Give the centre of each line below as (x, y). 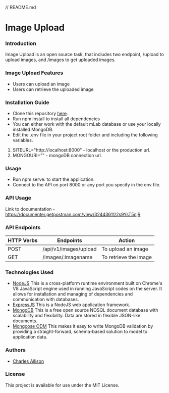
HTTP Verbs (23, 240)
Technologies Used (30, 272)
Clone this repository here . (40, 114)
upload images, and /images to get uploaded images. (61, 60)
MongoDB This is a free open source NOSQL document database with (85, 310)
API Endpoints (23, 227)
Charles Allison (28, 361)
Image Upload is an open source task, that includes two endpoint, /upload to (84, 55)
